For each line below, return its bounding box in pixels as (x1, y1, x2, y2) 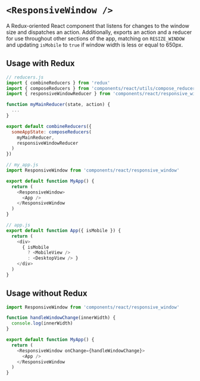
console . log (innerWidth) (11, 320, 73, 326)
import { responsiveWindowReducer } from (6, 91, 111, 97)
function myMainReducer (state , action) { (6, 102, 111, 108)
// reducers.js (6, 74, 44, 80)
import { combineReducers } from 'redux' (6, 80, 111, 86)
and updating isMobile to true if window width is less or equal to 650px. (6, 41, 183, 48)
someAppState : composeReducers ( (11, 129, 92, 135)
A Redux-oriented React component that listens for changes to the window (6, 22, 189, 29)
